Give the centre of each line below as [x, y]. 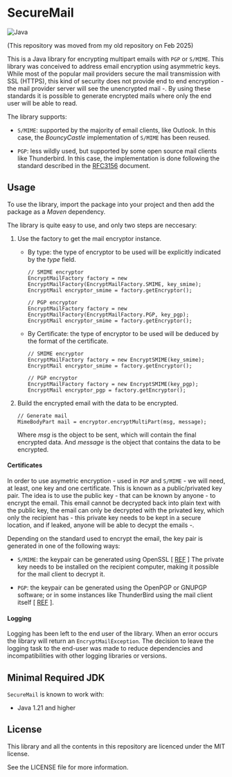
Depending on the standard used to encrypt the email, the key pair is [105, 538]
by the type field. [52, 259]
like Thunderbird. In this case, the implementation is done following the [118, 158]
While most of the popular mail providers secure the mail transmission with [114, 74]
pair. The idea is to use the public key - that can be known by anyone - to [111, 495]
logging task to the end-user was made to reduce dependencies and [105, 649]
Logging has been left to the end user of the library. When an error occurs [113, 634]
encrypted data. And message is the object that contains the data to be [119, 442]
